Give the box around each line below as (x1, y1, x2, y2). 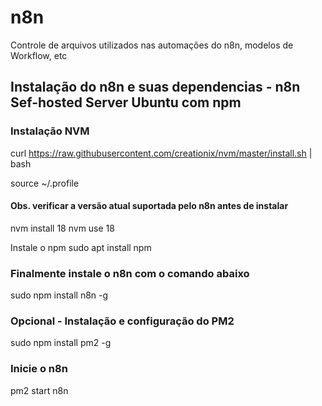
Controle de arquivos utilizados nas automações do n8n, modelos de (10, 39, 294, 51)
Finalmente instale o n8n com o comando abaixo (10, 266, 250, 280)
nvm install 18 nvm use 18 (10, 222, 115, 234)
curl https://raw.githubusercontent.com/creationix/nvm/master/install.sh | (10, 147, 313, 159)
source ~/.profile (10, 177, 80, 189)
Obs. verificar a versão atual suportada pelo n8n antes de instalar (10, 200, 289, 212)
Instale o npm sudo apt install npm (10, 241, 152, 253)
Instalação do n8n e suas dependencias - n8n (10, 79, 301, 96)
